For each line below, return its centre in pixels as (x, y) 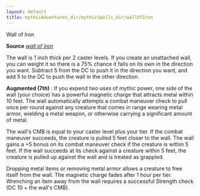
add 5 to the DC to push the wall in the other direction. (73, 76)
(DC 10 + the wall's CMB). (38, 187)
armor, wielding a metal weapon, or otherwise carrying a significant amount (99, 114)
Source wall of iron (30, 46)
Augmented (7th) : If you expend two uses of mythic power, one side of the (99, 88)
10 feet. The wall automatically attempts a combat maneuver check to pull (97, 101)
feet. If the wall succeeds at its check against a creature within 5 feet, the (96, 151)
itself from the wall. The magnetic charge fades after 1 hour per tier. (89, 174)
